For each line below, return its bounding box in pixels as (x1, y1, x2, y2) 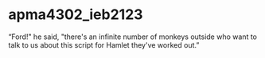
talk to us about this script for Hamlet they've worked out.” (8, 40, 200, 49)
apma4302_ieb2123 (8, 6, 143, 24)
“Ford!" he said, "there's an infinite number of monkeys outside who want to (8, 32, 257, 41)
